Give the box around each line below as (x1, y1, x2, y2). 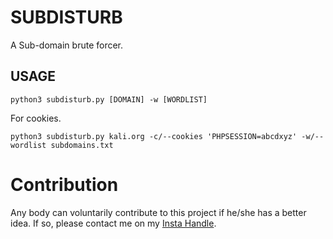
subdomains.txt (50, 140, 114, 150)
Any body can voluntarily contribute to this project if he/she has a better (10, 206, 307, 218)
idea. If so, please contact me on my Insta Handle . (10, 217, 217, 229)
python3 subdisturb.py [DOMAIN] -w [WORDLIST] (10, 94, 208, 105)
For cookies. (10, 112, 62, 124)
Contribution (10, 173, 119, 196)
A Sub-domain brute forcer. (10, 39, 124, 51)
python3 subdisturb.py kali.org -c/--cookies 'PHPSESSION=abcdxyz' (10, 131, 298, 141)
